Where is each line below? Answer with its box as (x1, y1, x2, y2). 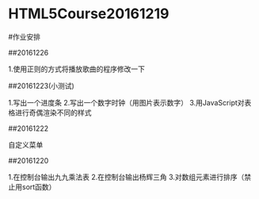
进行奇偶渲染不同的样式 (14, 108, 92, 117)
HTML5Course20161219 (8, 5, 169, 23)
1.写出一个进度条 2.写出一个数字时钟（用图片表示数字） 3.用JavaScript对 (8, 98, 245, 107)
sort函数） (21, 182, 56, 191)
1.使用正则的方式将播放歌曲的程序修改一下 (8, 64, 145, 74)
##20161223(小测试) (8, 81, 75, 90)
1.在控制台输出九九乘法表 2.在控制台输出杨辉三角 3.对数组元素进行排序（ (8, 172, 245, 182)
